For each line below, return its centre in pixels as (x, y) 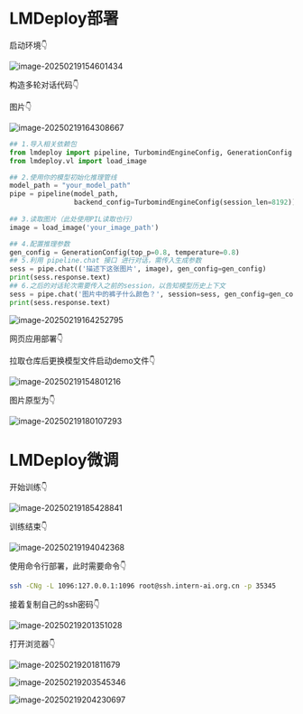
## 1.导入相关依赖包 (43, 144)
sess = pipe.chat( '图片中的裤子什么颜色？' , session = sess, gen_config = (139, 294)
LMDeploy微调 (64, 460)
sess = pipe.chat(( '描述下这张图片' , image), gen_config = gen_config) (138, 269)
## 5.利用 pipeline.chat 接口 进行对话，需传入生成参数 (106, 261)
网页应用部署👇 (37, 338)
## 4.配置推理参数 (40, 244)
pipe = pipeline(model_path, (64, 194)
